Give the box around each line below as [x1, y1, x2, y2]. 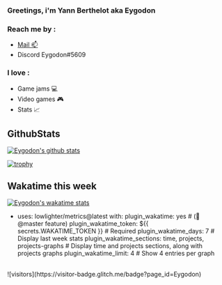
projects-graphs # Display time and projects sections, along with [17, 242, 203, 250]
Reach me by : [7, 24, 56, 33]
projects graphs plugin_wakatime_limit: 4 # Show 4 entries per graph [17, 249, 215, 258]
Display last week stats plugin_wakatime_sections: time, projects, [17, 234, 204, 242]
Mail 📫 [17, 40, 38, 49]
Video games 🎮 [17, 95, 64, 103]
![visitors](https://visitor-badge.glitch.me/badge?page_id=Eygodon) [7, 270, 202, 279]
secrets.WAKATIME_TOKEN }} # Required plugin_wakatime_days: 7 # [17, 227, 215, 236]
